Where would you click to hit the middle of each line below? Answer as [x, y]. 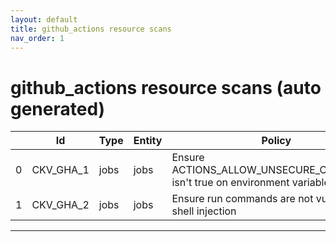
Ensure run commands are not [242, 199]
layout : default [44, 19]
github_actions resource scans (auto [166, 87]
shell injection [204, 211]
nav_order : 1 [37, 38]
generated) [58, 108]
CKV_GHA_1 [60, 170]
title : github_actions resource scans [91, 29]
